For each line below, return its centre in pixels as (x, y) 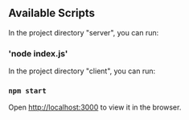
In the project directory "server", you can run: (84, 32)
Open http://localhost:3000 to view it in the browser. (95, 107)
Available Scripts (51, 13)
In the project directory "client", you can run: (82, 71)
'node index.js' (38, 53)
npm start (27, 91)
